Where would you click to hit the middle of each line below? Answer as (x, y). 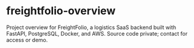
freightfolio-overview (61, 11)
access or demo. (27, 40)
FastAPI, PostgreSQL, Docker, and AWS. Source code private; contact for (97, 33)
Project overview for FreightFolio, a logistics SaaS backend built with (91, 27)
